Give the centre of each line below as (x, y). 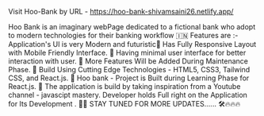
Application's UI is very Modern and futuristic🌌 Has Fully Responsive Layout (132, 44)
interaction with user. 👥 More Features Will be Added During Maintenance (128, 61)
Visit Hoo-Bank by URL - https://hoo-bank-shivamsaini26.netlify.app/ (121, 12)
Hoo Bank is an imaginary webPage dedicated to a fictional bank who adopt (132, 27)
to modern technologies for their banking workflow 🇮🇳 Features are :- (123, 35)
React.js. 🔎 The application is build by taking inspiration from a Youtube (124, 86)
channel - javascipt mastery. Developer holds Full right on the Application (128, 95)
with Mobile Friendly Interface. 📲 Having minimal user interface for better (127, 52)
